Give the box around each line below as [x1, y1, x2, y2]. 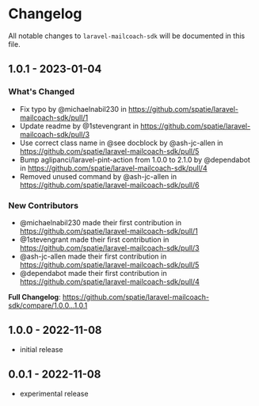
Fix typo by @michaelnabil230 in [19, 104, 127, 113]
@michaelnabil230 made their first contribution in [19, 217, 182, 227]
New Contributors [8, 200, 79, 211]
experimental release [19, 389, 89, 398]
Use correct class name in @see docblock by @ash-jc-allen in [19, 138, 223, 147]
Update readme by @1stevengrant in [19, 121, 139, 131]
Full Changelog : [8, 292, 61, 301]
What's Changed [8, 86, 75, 98]
